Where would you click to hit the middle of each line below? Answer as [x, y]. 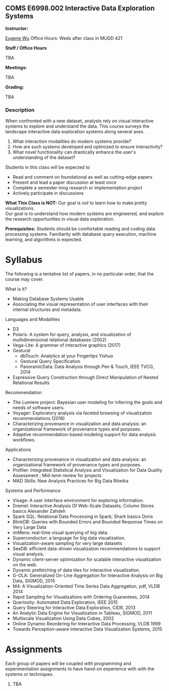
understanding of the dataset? [44, 157]
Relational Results [31, 383]
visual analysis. [28, 554]
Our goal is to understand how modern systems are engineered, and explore [84, 214]
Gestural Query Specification [50, 361]
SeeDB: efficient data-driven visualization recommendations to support [86, 549]
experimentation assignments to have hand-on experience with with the [80, 669]
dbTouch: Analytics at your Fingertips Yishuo [67, 356]
